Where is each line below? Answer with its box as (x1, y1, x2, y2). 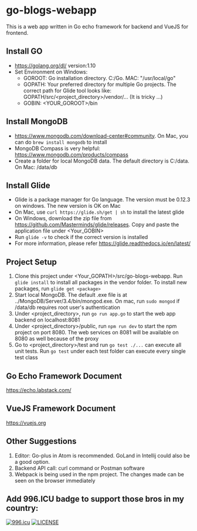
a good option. (14, 458, 50, 465)
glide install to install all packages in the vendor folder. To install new (14, 279, 188, 286)
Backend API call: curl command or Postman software (14, 464, 145, 472)
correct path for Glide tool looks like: (23, 87, 111, 94)
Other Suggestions (6, 436, 77, 446)
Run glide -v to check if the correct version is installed (14, 234, 148, 241)
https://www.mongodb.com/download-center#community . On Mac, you (14, 132, 189, 139)
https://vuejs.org (6, 419, 46, 426)
